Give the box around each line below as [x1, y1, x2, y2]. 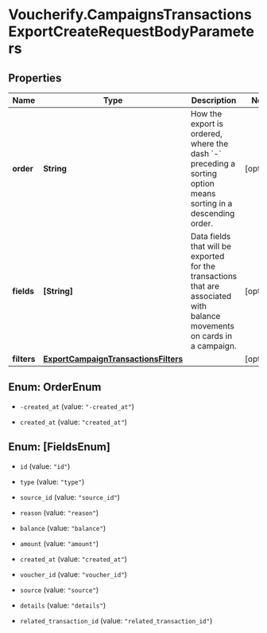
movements [190, 320, 234, 332]
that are [190, 281, 220, 292]
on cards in [190, 331, 233, 341]
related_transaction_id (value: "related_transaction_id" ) [19, 615, 213, 625]
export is [190, 118, 224, 129]
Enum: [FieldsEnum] [8, 440, 111, 454]
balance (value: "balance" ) [19, 523, 106, 533]
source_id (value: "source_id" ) [19, 492, 121, 501]
